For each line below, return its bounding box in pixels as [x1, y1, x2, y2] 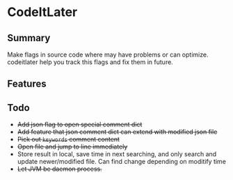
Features [7, 78, 47, 90]
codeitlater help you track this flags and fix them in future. [7, 58, 174, 66]
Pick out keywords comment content [17, 135, 120, 144]
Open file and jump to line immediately [17, 142, 128, 151]
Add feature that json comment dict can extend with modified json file [17, 128, 218, 136]
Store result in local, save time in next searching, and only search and [17, 150, 217, 158]
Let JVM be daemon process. [17, 165, 102, 173]
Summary [7, 32, 51, 44]
